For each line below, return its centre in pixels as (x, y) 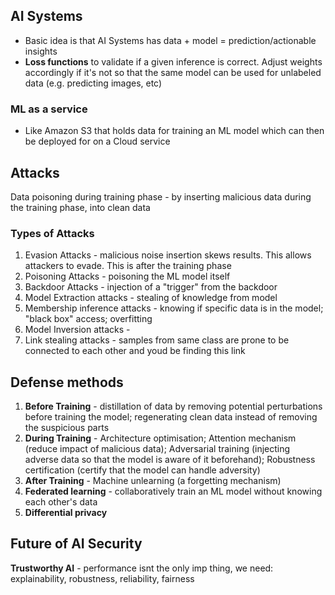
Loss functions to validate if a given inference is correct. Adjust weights (173, 61)
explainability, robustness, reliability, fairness (102, 578)
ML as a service (49, 109)
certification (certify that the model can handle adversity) (142, 470)
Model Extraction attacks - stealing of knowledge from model (151, 298)
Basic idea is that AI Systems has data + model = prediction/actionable (170, 40)
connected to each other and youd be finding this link (135, 351)
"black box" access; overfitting (88, 319)
